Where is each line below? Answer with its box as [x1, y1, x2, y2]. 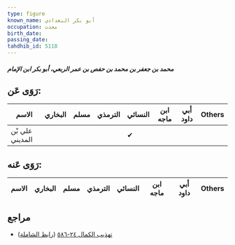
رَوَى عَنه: [7, 158, 42, 170]
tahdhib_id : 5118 [7, 43, 58, 50]
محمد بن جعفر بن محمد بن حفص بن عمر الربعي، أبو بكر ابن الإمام [7, 64, 174, 73]
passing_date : [7, 36, 49, 43]
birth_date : [7, 29, 42, 37]
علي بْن [10, 126, 33, 136]
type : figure [7, 10, 45, 17]
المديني [10, 134, 33, 144]
